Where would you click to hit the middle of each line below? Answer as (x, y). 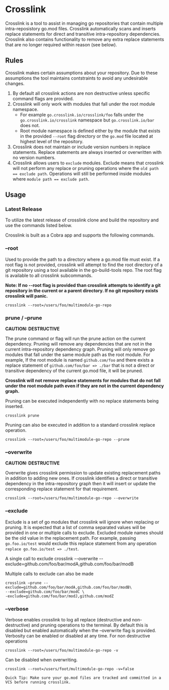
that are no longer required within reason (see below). (61, 44)
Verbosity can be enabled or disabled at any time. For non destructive (78, 636)
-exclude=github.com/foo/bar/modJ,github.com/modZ (60, 596)
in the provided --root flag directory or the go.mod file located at (87, 136)
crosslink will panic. (26, 296)
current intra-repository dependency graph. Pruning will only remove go (80, 350)
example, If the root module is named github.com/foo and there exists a (79, 360)
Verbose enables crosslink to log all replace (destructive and (68, 619)
